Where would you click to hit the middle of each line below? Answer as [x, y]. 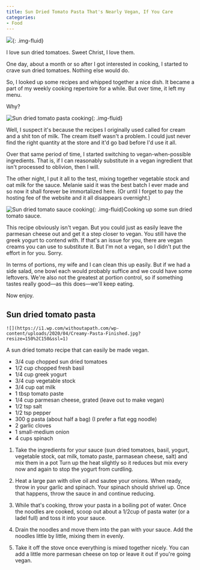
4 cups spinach [34, 438]
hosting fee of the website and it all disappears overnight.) [78, 198]
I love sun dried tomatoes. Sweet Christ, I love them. [71, 52]
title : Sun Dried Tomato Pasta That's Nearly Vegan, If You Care [89, 12]
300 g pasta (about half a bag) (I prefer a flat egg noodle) [86, 419]
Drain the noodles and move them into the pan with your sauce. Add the [104, 530]
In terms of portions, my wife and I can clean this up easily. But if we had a [98, 265]
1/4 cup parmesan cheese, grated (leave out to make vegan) [89, 400]
